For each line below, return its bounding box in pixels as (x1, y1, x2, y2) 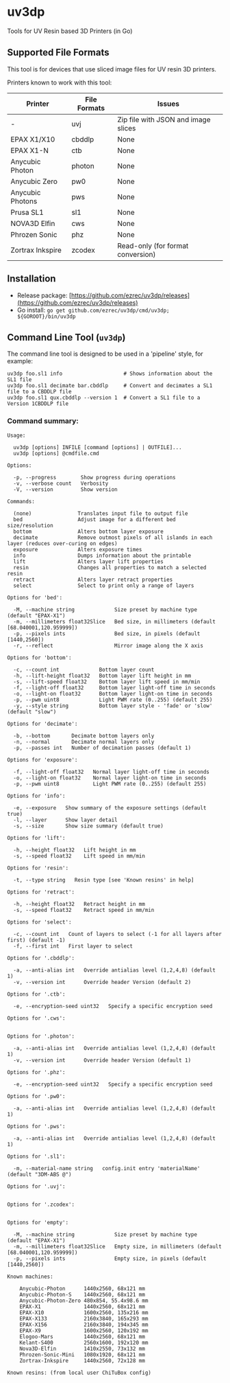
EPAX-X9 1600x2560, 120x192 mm (19, 1327, 149, 1334)
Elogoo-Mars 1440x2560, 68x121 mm (19, 1333, 146, 1340)
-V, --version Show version (13, 485, 118, 493)
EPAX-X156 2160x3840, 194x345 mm (19, 1321, 149, 1328)
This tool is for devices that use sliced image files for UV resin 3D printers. (7, 65, 217, 73)
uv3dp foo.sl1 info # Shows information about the (7, 370, 213, 378)
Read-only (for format (117, 241, 189, 251)
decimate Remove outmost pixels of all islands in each (13, 534, 213, 541)
